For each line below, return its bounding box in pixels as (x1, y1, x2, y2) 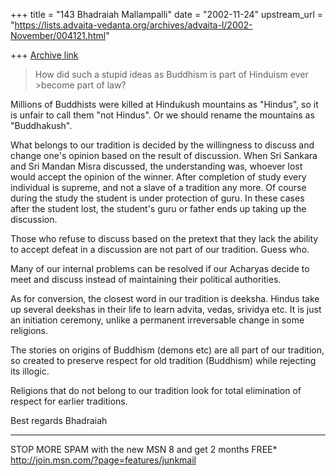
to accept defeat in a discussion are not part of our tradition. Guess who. (10, 244, 310, 255)
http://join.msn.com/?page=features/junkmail (10, 454, 197, 466)
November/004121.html (10, 30, 107, 41)
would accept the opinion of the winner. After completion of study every (10, 171, 307, 183)
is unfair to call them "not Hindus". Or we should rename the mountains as (10, 109, 315, 121)
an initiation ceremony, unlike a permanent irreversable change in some (10, 314, 305, 326)
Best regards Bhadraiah (10, 415, 108, 426)
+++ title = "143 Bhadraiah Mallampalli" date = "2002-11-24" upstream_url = (10, 9, 323, 20)
